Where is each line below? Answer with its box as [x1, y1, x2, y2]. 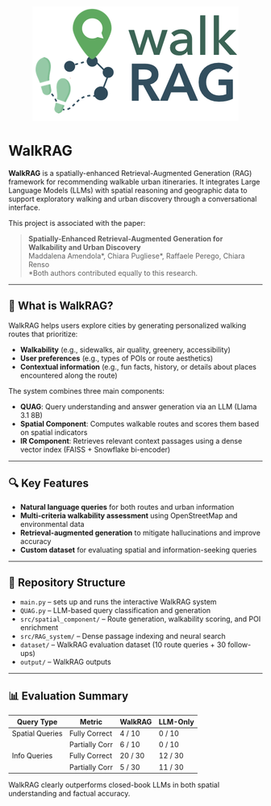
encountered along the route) [19, 370, 119, 380]
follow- [227, 640, 252, 649]
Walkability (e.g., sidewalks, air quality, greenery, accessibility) [19, 345, 231, 354]
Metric [79, 716, 103, 726]
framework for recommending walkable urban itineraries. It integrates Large [8, 177, 261, 186]
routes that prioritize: [8, 329, 78, 339]
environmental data [19, 519, 85, 528]
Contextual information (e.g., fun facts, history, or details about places [19, 361, 256, 371]
